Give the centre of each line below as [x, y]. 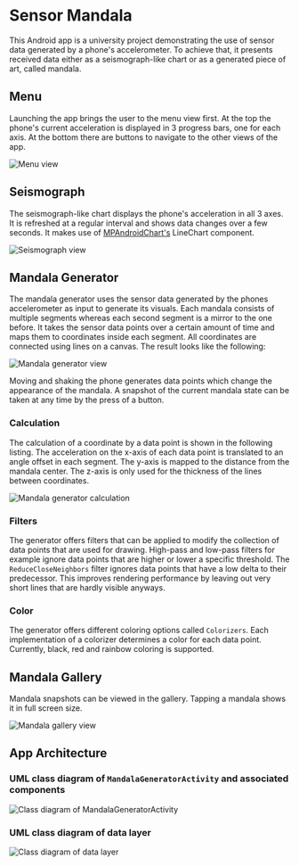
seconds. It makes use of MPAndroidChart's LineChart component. [132, 232]
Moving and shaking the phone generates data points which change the [141, 381]
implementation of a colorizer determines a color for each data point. [136, 639]
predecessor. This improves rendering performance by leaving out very [140, 578]
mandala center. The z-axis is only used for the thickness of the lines [136, 471]
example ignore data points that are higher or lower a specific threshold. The [149, 559]
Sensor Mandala [71, 16]
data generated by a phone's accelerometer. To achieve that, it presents [141, 49]
